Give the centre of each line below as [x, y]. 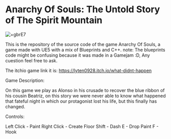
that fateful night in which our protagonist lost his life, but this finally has [81, 101]
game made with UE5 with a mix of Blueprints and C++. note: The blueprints [85, 50]
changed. [15, 106]
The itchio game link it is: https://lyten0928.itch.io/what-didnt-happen [79, 71]
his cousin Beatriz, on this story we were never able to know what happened [86, 96]
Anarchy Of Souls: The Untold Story [83, 9]
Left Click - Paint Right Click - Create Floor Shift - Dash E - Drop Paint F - [82, 126]
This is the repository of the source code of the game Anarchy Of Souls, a [83, 44]
